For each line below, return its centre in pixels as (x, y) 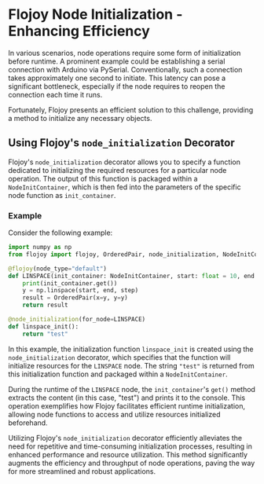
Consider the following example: (60, 233)
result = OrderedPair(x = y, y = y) (75, 298)
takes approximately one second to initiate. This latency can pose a (117, 78)
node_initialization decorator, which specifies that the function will (119, 357)
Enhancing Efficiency (79, 31)
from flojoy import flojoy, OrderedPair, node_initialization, (114, 254)
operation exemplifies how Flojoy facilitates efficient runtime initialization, (127, 405)
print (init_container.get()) (70, 283)
